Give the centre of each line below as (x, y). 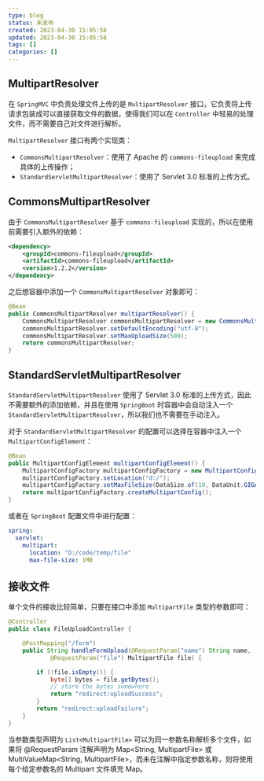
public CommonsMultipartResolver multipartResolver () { (101, 314)
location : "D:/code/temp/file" (80, 553)
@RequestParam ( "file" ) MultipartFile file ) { (126, 658)
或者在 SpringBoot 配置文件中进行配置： (73, 516)
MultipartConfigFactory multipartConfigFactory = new (112, 470)
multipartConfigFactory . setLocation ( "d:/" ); (96, 478)
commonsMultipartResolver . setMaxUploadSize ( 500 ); (105, 336)
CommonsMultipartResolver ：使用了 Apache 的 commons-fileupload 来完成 (137, 157)
